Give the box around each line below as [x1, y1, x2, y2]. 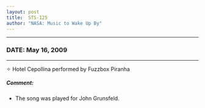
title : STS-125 [6, 15, 48, 21]
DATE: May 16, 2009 [6, 46, 68, 55]
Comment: [6, 79, 34, 87]
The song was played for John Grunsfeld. [15, 95, 120, 102]
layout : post [6, 8, 40, 15]
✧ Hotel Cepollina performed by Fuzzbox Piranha [6, 65, 130, 73]
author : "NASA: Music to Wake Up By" [6, 20, 103, 26]
